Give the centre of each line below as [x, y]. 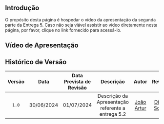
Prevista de [77, 82]
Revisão [77, 88]
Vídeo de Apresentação [42, 45]
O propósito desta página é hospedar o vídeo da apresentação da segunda [81, 19]
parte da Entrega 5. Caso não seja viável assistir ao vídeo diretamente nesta [81, 25]
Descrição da [113, 96]
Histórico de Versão [36, 62]
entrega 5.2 [113, 114]
